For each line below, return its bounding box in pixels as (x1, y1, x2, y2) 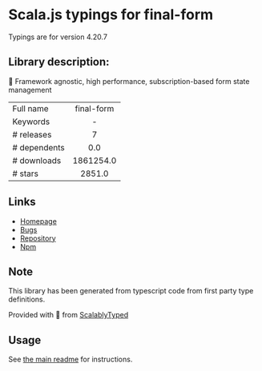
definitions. (8, 294, 46, 305)
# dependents (12, 142, 66, 153)
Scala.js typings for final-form (8, 6, 214, 24)
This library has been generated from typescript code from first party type (8, 286, 254, 296)
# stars (12, 168, 38, 179)
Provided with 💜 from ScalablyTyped (8, 310, 129, 320)
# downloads (12, 154, 62, 166)
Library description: (8, 55, 110, 69)
